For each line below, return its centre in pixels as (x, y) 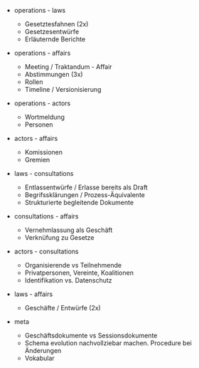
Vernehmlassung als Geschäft (69, 230)
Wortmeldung (45, 117)
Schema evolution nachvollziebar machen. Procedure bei (108, 343)
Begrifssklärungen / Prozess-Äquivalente (85, 195)
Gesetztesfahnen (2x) (57, 24)
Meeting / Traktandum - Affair (68, 67)
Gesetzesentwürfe (52, 32)
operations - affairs (42, 53)
